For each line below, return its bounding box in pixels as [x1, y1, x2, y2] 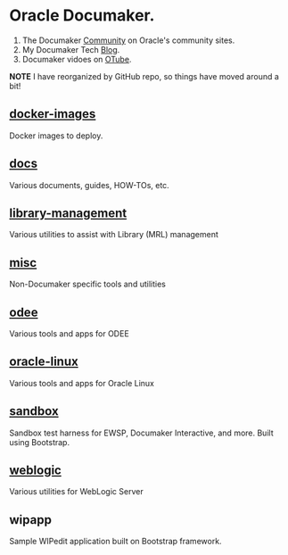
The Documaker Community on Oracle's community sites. [21, 35, 235, 46]
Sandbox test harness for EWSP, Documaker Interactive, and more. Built [9, 427, 274, 438]
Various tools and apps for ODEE [9, 328, 129, 339]
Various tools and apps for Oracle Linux [9, 377, 154, 388]
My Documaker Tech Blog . [21, 44, 120, 54]
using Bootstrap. [9, 436, 70, 447]
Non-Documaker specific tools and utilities [9, 278, 167, 290]
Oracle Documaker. [9, 5, 155, 26]
